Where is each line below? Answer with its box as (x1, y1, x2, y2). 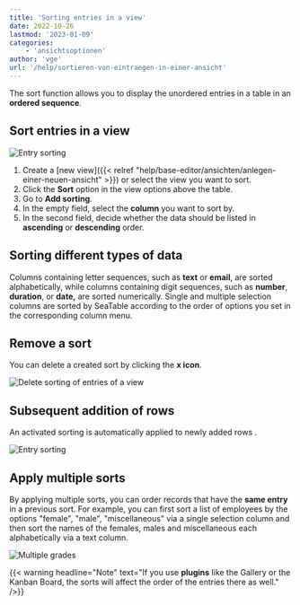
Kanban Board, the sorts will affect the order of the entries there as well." (9, 576, 279, 587)
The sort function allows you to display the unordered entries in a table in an (9, 87, 292, 99)
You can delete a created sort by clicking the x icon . (9, 360, 202, 371)
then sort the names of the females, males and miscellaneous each (9, 522, 258, 533)
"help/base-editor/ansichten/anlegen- (136, 164, 277, 175)
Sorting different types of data (9, 248, 183, 263)
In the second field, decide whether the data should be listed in (22, 212, 256, 223)
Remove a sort (9, 336, 92, 351)
